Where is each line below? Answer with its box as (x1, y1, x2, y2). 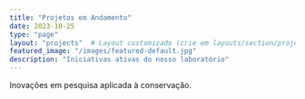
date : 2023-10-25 (9, 22, 75, 31)
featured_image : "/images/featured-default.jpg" (9, 47, 197, 56)
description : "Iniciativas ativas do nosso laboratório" (9, 55, 230, 64)
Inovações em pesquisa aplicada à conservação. (9, 80, 192, 90)
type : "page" (9, 30, 59, 39)
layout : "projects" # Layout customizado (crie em (9, 38, 209, 48)
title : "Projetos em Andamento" (9, 13, 132, 22)
